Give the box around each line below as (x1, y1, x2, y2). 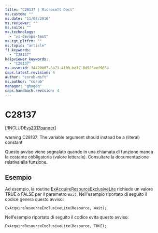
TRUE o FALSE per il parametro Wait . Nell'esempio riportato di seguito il (5, 191, 147, 197)
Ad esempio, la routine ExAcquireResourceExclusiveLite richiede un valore (5, 186, 153, 192)
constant (5, 140, 23, 145)
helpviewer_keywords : (5, 57, 49, 62)
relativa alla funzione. (5, 159, 48, 165)
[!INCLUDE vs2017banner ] (5, 125, 57, 131)
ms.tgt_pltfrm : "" (5, 39, 42, 44)
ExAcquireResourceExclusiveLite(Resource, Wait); (5, 206, 107, 211)
